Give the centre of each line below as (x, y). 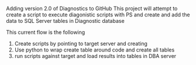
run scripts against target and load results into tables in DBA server (95, 56)
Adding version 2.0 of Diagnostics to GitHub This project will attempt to (92, 8)
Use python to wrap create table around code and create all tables (94, 50)
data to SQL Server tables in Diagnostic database (65, 21)
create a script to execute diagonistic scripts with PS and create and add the (98, 15)
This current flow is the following (46, 32)
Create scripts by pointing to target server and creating (81, 44)
